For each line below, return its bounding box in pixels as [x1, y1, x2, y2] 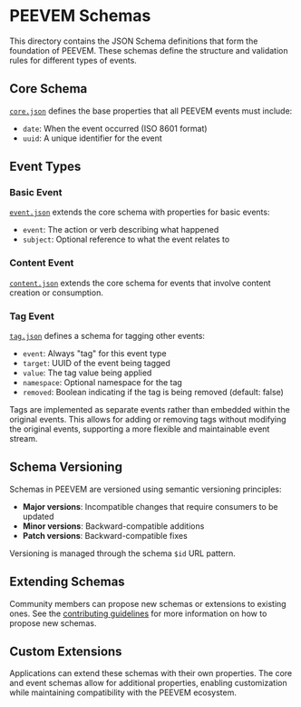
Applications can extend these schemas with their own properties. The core [9, 668, 293, 679]
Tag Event [9, 310, 54, 323]
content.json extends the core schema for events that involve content [9, 277, 271, 288]
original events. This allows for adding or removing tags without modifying [9, 414, 286, 425]
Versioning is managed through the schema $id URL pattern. [9, 547, 236, 559]
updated [22, 511, 54, 522]
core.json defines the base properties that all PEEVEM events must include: [9, 105, 293, 116]
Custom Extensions [9, 644, 122, 660]
